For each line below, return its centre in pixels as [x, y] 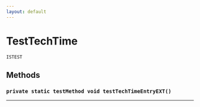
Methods [23, 75]
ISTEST [14, 57]
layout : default [26, 12]
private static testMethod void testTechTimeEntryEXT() [89, 91]
